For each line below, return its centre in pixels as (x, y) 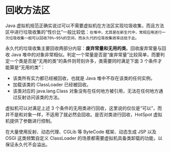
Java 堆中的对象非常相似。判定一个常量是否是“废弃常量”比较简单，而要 (86, 55)
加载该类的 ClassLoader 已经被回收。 (52, 84)
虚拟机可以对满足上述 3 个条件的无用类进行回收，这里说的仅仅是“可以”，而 (84, 108)
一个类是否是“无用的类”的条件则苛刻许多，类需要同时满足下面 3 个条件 (83, 61)
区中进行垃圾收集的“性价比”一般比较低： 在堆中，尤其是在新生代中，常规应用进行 (84, 32)
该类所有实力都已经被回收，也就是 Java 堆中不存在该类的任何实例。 (84, 78)
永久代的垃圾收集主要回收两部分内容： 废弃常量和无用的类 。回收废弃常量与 (83, 48)
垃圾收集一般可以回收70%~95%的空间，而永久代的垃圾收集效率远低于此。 (74, 38)
